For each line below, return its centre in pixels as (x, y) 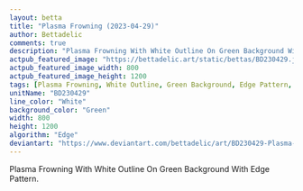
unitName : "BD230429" (50, 93)
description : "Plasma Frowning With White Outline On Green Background (147, 51)
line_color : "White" (48, 101)
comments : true (38, 43)
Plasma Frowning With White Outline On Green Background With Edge (140, 168)
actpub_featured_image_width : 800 (74, 68)
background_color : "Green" (60, 110)
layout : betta (36, 18)
